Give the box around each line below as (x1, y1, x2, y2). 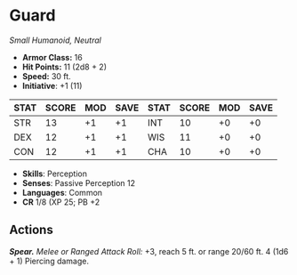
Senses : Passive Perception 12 (21, 177, 136, 188)
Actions (9, 222, 53, 238)
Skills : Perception (21, 168, 87, 179)
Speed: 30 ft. (21, 70, 71, 81)
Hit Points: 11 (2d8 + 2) (21, 61, 108, 72)
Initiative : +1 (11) (21, 80, 83, 91)
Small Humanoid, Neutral (9, 35, 102, 45)
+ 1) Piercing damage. (9, 255, 89, 266)
